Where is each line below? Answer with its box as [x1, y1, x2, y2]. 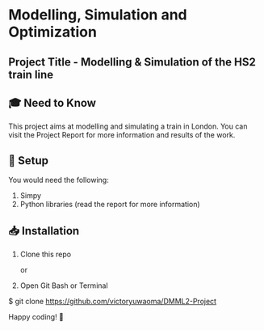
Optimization [8, 23, 97, 41]
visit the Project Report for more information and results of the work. [8, 130, 236, 140]
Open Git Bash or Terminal [19, 281, 108, 290]
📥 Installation [8, 224, 80, 238]
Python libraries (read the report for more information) [19, 200, 200, 209]
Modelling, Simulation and [8, 6, 187, 24]
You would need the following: [8, 176, 109, 185]
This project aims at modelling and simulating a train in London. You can [8, 121, 248, 131]
